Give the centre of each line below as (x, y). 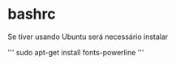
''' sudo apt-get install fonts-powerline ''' (76, 52)
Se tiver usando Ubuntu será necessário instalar (88, 37)
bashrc (32, 14)
